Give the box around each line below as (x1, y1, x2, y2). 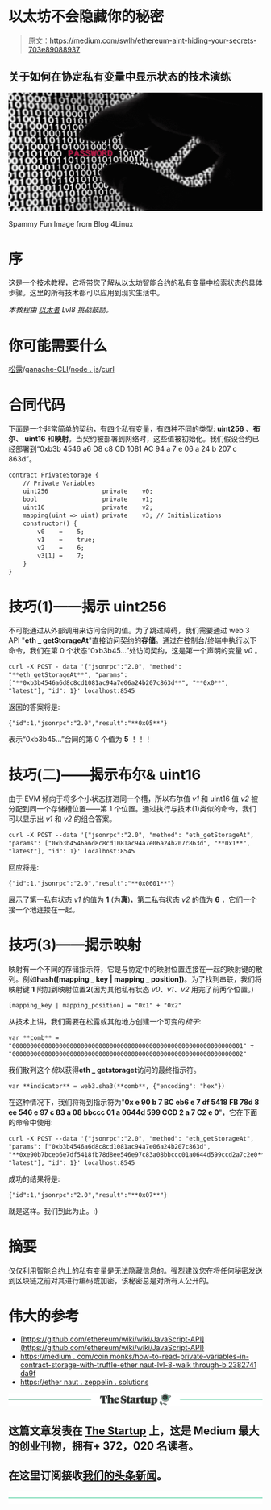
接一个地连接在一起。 (8, 905, 79, 915)
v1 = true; (37, 536, 95, 544)
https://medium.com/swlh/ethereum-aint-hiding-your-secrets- (49, 35, 257, 45)
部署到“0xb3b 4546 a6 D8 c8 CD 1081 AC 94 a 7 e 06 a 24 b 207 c (15, 444, 238, 454)
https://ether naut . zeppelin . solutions (19, 1377, 149, 1387)
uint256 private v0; (23, 487, 153, 496)
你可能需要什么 (8, 336, 108, 355)
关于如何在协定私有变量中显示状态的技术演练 (8, 70, 231, 84)
